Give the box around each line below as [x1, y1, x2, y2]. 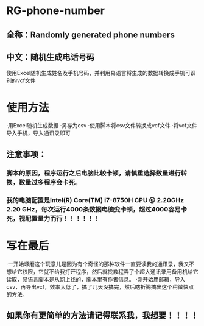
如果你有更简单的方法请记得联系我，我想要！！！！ [6, 310, 199, 321]
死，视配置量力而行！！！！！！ [6, 214, 100, 222]
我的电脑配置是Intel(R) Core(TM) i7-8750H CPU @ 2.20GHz [6, 196, 185, 204]
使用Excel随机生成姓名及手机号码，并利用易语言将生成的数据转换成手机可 [6, 69, 191, 77]
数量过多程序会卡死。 [18, 178, 82, 186]
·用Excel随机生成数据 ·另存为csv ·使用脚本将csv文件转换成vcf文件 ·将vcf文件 [6, 122, 198, 129]
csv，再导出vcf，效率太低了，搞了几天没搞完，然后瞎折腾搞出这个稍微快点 [6, 283, 194, 290]
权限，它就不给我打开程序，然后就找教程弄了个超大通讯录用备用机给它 [22, 268, 199, 275]
